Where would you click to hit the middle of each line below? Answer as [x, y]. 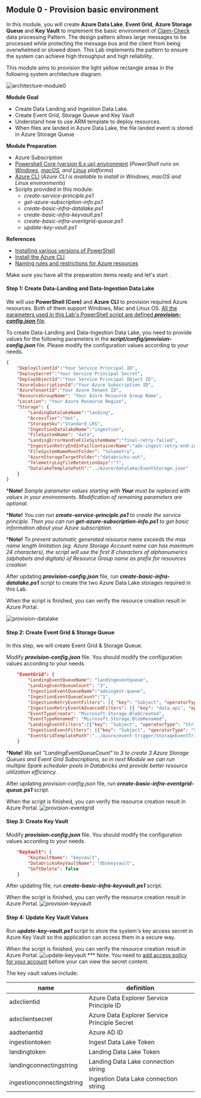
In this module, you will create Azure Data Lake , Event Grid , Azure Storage [99, 24]
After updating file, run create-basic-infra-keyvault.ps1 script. [84, 886]
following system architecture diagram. [54, 74]
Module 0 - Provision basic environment [83, 10]
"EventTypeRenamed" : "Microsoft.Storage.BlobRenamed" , [98, 719]
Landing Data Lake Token [124, 1051]
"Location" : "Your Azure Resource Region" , [72, 402]
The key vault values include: [42, 973]
